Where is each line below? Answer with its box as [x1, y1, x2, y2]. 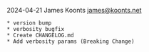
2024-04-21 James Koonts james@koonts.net [6, 6, 142, 14]
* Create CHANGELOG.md [6, 32, 74, 39]
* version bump [6, 20, 52, 27]
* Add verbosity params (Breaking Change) [6, 38, 135, 45]
